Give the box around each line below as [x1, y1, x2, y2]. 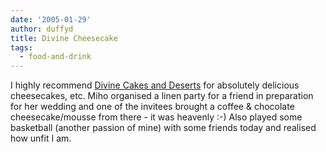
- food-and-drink [19, 52, 92, 62]
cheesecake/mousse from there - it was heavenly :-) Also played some [10, 111, 303, 123]
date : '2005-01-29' [10, 14, 92, 25]
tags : [10, 42, 33, 53]
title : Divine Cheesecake [10, 33, 118, 43]
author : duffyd [10, 24, 74, 34]
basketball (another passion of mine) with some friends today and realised [10, 122, 317, 134]
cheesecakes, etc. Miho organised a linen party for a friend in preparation [10, 90, 314, 102]
